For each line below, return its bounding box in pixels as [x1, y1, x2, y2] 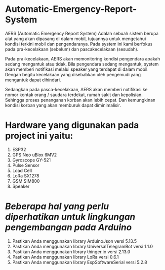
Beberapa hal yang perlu [5, 201, 109, 212]
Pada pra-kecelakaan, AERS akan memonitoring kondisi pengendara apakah [5, 55, 161, 61]
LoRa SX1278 [12, 172, 40, 179]
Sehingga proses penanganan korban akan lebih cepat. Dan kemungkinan [5, 97, 156, 103]
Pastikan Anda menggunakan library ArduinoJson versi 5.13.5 [12, 238, 137, 244]
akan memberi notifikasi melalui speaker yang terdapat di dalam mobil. [5, 66, 149, 72]
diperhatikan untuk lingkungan [5, 212, 136, 222]
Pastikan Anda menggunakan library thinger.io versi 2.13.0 [12, 249, 130, 255]
